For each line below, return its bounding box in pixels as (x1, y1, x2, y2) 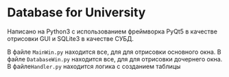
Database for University (7, 5, 146, 20)
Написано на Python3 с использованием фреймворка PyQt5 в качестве (7, 27, 218, 35)
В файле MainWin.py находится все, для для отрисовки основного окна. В (7, 48, 221, 56)
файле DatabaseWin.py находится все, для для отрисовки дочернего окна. (7, 55, 223, 63)
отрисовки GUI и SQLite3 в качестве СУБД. (7, 34, 134, 42)
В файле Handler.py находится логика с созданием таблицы (7, 62, 181, 70)
